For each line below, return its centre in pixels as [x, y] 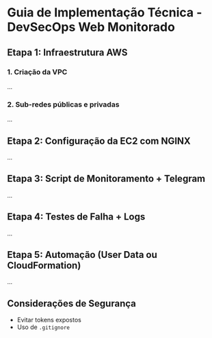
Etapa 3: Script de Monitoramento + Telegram [106, 179]
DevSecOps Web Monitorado [91, 27]
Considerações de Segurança [72, 303]
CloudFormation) [44, 265]
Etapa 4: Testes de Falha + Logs [76, 217]
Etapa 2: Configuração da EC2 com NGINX [99, 141]
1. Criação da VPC [37, 72]
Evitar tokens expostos [49, 320]
